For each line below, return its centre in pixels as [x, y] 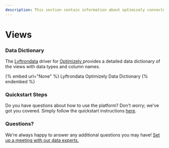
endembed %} [20, 82]
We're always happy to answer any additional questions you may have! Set [82, 135]
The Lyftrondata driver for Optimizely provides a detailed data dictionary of [83, 61]
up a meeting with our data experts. [42, 140]
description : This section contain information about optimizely [75, 10]
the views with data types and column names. [53, 67]
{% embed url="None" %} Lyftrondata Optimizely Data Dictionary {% [77, 76]
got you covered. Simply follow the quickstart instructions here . [71, 111]
